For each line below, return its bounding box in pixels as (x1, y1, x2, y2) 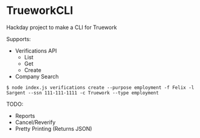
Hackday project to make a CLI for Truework (6, 24, 117, 31)
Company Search (15, 73, 59, 80)
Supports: (6, 35, 32, 42)
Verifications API (15, 47, 57, 54)
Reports (15, 112, 35, 119)
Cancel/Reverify (15, 119, 56, 126)
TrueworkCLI (6, 4, 74, 18)
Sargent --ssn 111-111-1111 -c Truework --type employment (6, 90, 159, 96)
